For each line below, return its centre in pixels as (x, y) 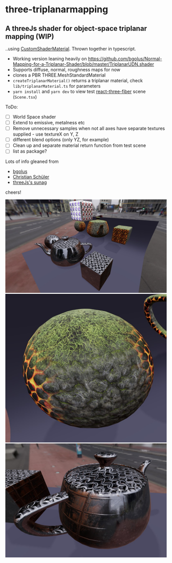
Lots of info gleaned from (32, 162)
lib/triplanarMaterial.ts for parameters (57, 86)
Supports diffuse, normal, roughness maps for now (67, 70)
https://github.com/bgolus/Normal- (125, 59)
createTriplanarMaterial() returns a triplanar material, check (78, 80)
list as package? (30, 151)
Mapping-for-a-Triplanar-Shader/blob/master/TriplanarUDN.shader (83, 64)
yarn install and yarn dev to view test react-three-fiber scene (79, 91)
